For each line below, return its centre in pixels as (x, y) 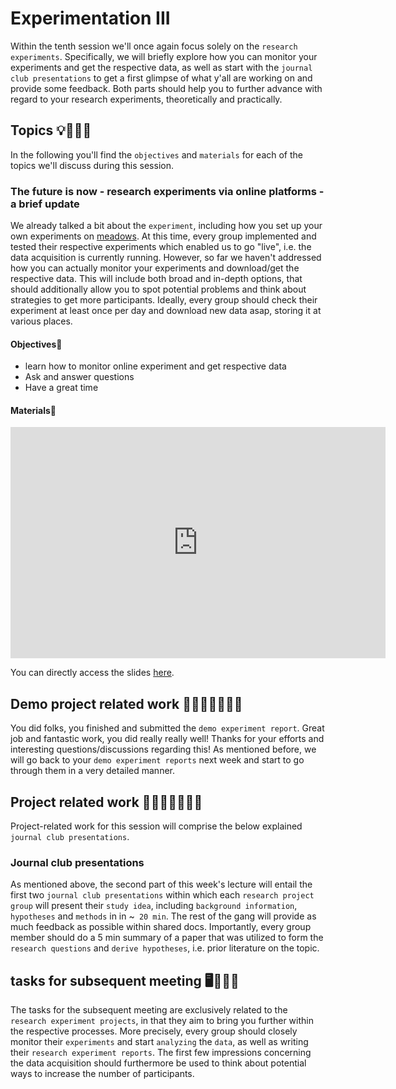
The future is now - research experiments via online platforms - (167, 191)
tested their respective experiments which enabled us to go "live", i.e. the (161, 247)
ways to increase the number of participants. (102, 1074)
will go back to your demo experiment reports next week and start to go (157, 760)
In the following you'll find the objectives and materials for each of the (157, 154)
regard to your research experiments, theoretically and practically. (146, 99)
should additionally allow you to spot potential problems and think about (158, 289)
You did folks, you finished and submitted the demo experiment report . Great (167, 728)
